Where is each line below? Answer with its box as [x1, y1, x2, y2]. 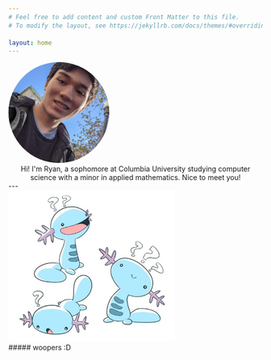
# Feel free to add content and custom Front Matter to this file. [8, 13, 240, 21]
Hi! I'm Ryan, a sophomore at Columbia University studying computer [20, 164, 251, 174]
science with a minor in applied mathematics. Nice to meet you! [30, 173, 241, 182]
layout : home [8, 39, 52, 47]
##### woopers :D [8, 343, 71, 353]
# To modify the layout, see [8, 21, 106, 30]
